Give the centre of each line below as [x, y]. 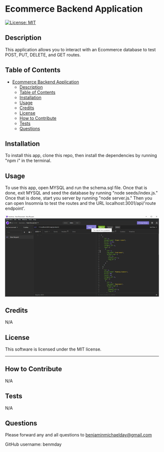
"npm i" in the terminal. [28, 161]
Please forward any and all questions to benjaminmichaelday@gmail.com [79, 435]
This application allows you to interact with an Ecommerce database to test [81, 49]
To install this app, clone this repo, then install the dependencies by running [81, 156]
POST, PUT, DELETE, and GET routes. [43, 55]
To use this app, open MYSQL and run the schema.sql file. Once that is [76, 188]
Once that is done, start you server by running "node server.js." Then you [79, 198]
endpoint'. [15, 209]
